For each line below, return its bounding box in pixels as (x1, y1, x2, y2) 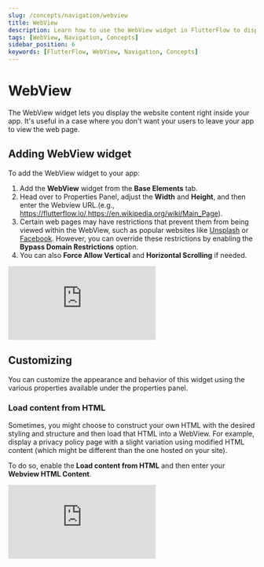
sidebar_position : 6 (8, 41, 76, 49)
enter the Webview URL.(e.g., (19, 200, 115, 209)
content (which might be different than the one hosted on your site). (8, 445, 228, 455)
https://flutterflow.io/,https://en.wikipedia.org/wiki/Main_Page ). (19, 208, 223, 218)
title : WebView (8, 19, 58, 27)
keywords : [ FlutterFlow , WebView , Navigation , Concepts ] (8, 48, 199, 56)
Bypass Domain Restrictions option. (19, 241, 139, 252)
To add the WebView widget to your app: (8, 168, 140, 178)
